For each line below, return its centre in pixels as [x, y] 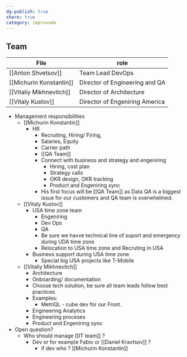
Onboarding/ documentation [66, 279]
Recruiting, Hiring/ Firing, [71, 135]
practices [44, 292]
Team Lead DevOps [106, 73]
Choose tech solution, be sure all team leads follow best [100, 286]
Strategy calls [66, 173]
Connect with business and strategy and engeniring [103, 161]
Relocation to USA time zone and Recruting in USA [102, 248]
